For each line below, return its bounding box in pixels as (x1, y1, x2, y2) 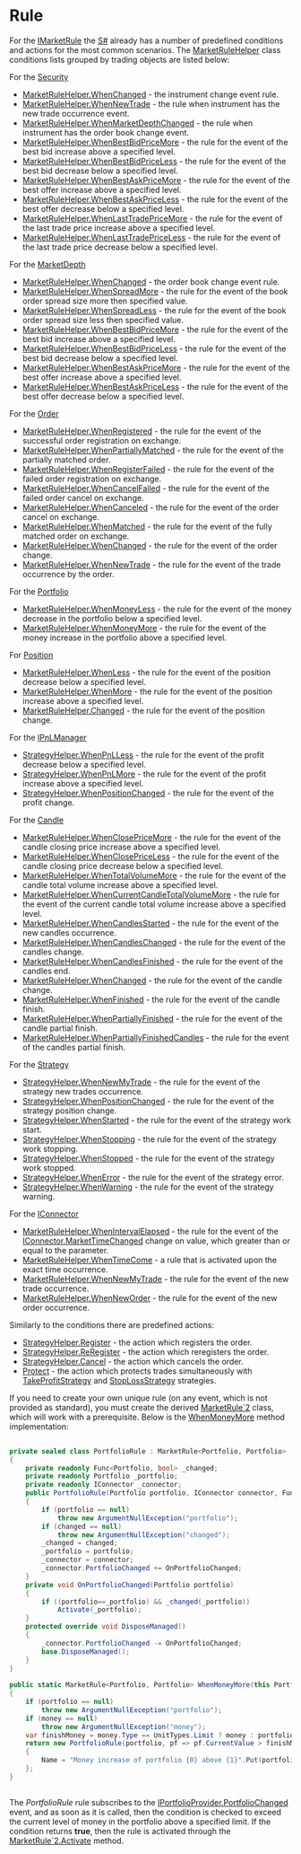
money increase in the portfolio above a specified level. (21, 632, 227, 643)
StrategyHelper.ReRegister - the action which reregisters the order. (21, 1346, 270, 1357)
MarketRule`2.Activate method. (9, 1835, 125, 1846)
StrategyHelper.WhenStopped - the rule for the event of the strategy (21, 1153, 275, 1164)
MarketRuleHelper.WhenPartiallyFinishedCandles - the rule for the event (21, 1032, 289, 1042)
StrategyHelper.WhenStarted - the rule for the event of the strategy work (21, 1114, 291, 1125)
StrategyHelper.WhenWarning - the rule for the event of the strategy (21, 1182, 275, 1192)
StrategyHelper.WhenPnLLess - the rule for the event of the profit (21, 749, 264, 760)
